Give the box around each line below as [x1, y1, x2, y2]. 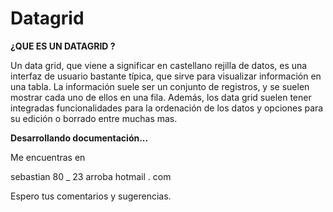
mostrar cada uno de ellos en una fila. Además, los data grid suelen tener [10, 91, 312, 103]
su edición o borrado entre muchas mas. [10, 112, 178, 124]
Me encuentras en [10, 151, 86, 163]
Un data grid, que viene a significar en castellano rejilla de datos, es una [10, 59, 308, 71]
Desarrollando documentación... [10, 132, 149, 144]
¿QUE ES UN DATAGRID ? [10, 40, 116, 52]
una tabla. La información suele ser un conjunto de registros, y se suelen [10, 80, 310, 92]
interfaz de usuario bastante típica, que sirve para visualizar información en [10, 70, 322, 82]
